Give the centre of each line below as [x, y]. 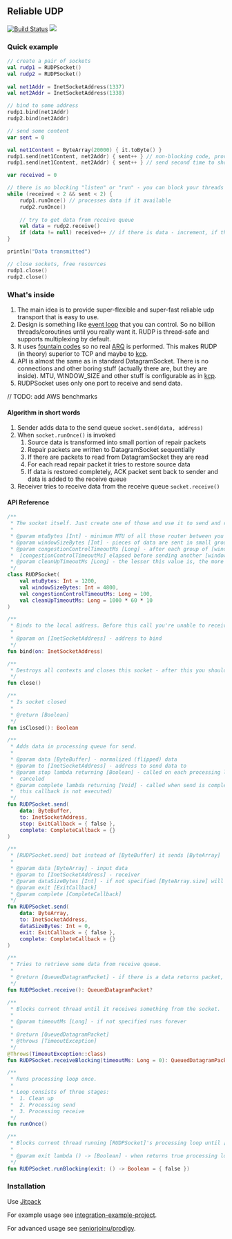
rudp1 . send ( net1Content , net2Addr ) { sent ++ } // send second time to [111, 163]
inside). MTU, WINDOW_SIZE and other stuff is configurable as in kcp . [117, 375]
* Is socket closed [38, 702]
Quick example [33, 46]
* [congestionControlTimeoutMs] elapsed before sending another [106, 556]
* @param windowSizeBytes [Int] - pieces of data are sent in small [111, 542]
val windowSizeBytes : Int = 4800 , [69, 587]
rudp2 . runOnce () [43, 207]
